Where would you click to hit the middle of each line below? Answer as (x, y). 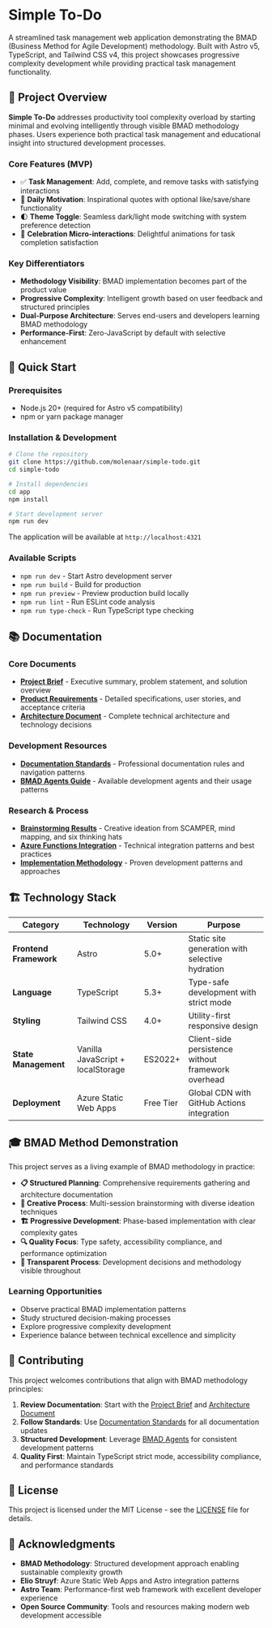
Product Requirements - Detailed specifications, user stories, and (130, 699)
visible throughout (50, 1270)
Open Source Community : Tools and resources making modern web (134, 1607)
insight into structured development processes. (87, 143)
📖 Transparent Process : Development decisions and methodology (130, 1262)
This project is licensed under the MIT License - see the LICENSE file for (129, 1510)
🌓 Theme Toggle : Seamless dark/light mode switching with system (133, 217)
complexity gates (49, 1233)
